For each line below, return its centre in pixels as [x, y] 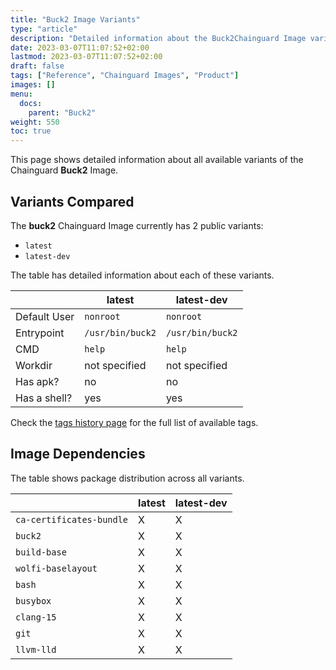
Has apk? [37, 381]
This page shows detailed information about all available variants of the [157, 160]
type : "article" [44, 29]
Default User [45, 316]
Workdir [34, 365]
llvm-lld [36, 649]
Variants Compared [72, 201]
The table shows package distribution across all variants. [127, 478]
